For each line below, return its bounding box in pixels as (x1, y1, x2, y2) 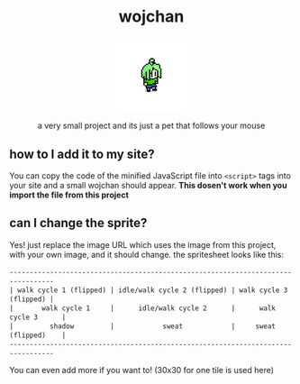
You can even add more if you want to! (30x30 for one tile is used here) (9, 364, 275, 375)
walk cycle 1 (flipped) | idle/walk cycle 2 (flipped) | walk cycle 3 (17, 286, 288, 295)
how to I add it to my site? (9, 146, 155, 161)
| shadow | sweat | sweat (9, 322, 277, 331)
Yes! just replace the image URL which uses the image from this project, (9, 239, 277, 250)
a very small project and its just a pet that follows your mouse (37, 120, 266, 132)
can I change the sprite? (9, 215, 148, 231)
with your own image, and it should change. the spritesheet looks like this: (9, 249, 285, 260)
